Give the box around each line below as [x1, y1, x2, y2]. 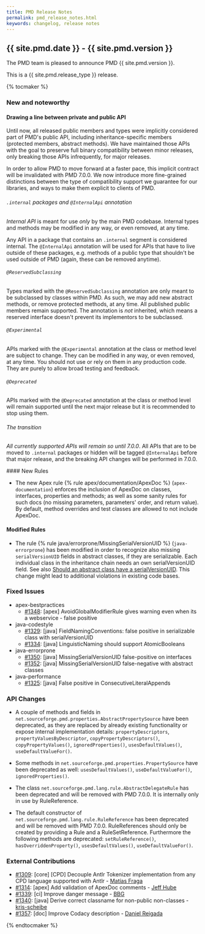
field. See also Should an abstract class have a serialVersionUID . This [15, 565, 190, 573]
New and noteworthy [6, 99, 70, 107]
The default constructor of [15, 809, 82, 816]
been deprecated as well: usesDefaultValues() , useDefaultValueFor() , [15, 766, 193, 774]
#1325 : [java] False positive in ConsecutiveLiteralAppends [24, 679, 171, 687]
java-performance [15, 672, 61, 680]
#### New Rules [6, 467, 49, 475]
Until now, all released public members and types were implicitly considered [6, 127, 198, 135]
